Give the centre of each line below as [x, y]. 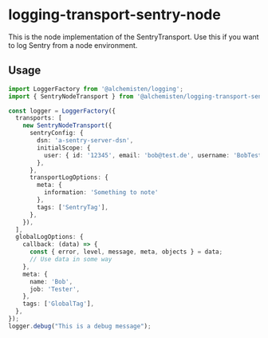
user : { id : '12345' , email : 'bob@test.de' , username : [136, 155]
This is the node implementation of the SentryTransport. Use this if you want [134, 37]
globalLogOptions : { [49, 237]
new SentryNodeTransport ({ [67, 125]
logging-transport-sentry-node [114, 15]
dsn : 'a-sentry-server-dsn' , [85, 141]
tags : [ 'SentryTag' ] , [73, 207]
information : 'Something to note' [101, 193]
